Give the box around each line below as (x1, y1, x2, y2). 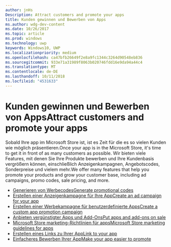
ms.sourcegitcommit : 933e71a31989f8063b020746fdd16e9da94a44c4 (5, 60, 143, 65)
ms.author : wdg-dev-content (5, 21, 65, 27)
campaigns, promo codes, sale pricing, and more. (5, 177, 110, 183)
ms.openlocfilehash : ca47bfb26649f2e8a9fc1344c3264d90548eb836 (5, 55, 143, 60)
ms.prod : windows (5, 36, 42, 41)
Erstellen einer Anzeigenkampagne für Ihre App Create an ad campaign (12, 192, 162, 199)
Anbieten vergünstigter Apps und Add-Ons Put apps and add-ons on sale (12, 214, 166, 220)
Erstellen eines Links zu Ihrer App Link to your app (12, 230, 117, 236)
